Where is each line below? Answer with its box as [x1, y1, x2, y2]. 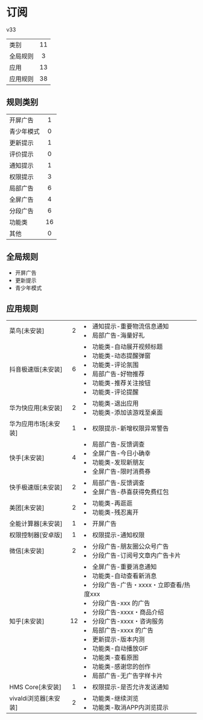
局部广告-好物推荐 [92, 370, 145, 378]
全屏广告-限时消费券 [92, 467, 151, 476]
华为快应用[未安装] [9, 404, 63, 412]
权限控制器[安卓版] [9, 531, 63, 539]
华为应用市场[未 [9, 420, 54, 428]
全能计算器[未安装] [9, 520, 63, 528]
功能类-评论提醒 [92, 388, 139, 396]
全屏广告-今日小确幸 [92, 449, 151, 457]
